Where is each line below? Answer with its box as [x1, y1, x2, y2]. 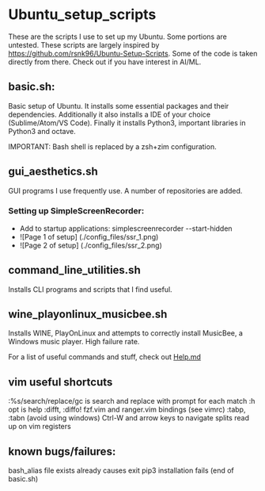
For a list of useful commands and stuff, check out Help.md [8, 352, 202, 362]
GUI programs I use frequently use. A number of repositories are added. [8, 186, 243, 195]
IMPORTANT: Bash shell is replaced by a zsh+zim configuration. [8, 141, 217, 152]
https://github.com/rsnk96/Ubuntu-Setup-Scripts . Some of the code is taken [8, 48, 258, 58]
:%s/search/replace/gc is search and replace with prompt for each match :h [8, 397, 256, 406]
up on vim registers [8, 422, 71, 432]
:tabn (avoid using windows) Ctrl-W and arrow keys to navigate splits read [8, 413, 249, 423]
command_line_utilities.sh [8, 263, 141, 277]
